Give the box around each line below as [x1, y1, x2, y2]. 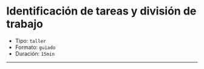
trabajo [6, 17, 44, 31]
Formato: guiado [15, 44, 56, 51]
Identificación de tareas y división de [6, 4, 197, 18]
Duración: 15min [15, 50, 55, 57]
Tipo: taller [15, 37, 47, 44]
